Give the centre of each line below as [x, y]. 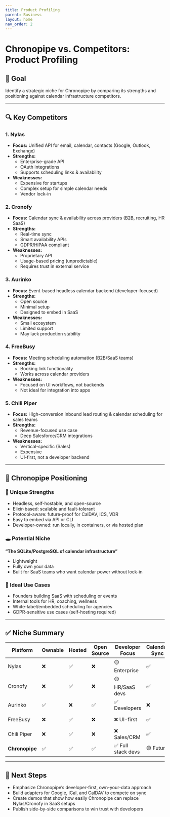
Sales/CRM [127, 737]
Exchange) [24, 150]
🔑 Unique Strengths [30, 492]
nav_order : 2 [19, 24]
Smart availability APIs [43, 240]
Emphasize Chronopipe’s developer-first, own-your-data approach [82, 788]
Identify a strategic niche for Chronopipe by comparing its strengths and [80, 91]
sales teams [25, 420]
